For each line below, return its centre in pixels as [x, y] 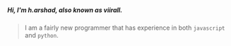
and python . [41, 35]
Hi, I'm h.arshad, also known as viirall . [65, 10]
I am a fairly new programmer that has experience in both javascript [125, 28]
